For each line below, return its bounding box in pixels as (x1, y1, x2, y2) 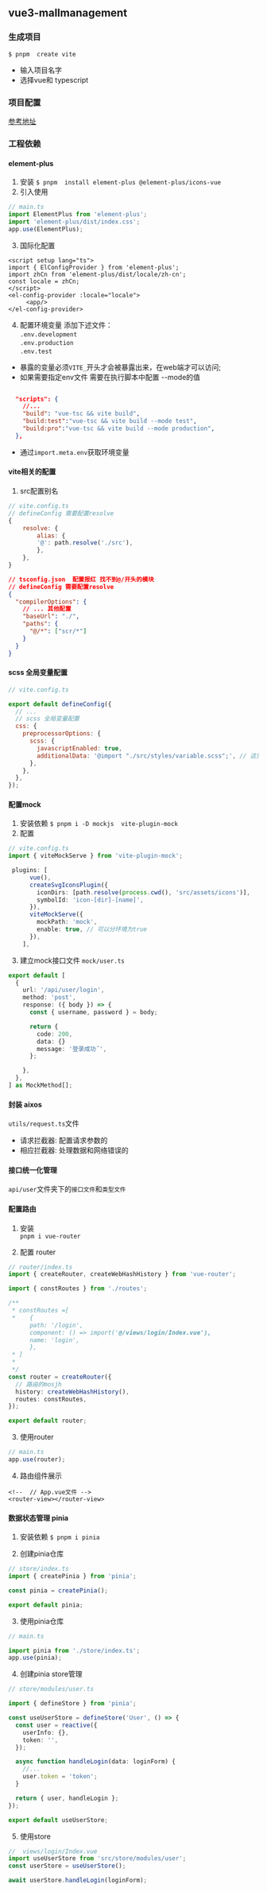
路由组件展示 (19, 1471, 62, 1480)
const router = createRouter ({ (8, 1373, 112, 1381)
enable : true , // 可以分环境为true (37, 925, 148, 933)
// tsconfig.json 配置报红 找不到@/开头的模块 (8, 576, 155, 583)
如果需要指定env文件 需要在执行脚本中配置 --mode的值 (19, 372, 201, 382)
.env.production (19, 339, 74, 347)
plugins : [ (11, 867, 48, 874)
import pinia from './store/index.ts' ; (8, 1646, 141, 1654)
